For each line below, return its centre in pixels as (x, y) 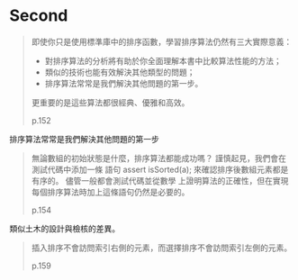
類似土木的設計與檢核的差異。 (64, 228)
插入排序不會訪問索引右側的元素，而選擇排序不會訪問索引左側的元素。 (162, 248)
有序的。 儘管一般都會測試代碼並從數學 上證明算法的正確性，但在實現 (160, 180)
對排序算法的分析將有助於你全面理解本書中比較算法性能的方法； (163, 60)
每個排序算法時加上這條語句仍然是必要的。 (110, 192)
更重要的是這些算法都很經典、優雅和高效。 (110, 102)
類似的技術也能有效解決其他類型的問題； (120, 72)
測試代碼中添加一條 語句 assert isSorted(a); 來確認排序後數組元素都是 (160, 169)
